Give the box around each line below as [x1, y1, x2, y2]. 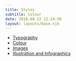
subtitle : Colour [5, 12, 42, 17]
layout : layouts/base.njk [5, 21, 59, 26]
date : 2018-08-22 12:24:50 [5, 16, 62, 21]
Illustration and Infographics [12, 51, 71, 57]
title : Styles [5, 7, 35, 12]
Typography [12, 35, 38, 41]
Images [12, 45, 28, 51]
